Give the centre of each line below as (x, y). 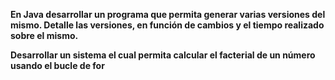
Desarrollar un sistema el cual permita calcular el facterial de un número (163, 55)
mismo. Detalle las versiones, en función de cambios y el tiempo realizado (167, 25)
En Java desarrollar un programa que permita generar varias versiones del (168, 14)
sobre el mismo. (44, 35)
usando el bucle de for (57, 65)
